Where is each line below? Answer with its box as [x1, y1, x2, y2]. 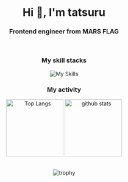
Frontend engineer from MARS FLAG [9, 27, 119, 36]
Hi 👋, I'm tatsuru [22, 5, 106, 19]
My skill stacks [41, 56, 87, 65]
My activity [46, 85, 82, 94]
